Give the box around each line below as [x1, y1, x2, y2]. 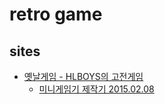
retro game [9, 3, 103, 26]
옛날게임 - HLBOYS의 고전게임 [23, 71, 144, 82]
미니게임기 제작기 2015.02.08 [38, 83, 155, 95]
